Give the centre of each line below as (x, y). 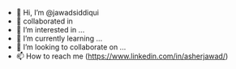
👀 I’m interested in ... (50, 30)
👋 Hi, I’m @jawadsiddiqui (58, 13)
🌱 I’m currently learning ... (59, 38)
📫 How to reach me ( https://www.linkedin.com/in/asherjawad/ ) (122, 56)
